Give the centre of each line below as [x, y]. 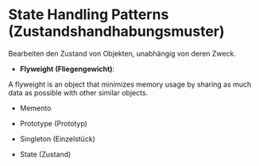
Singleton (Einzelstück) [57, 139]
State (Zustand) [45, 154]
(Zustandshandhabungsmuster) [116, 31]
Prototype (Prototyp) [53, 123]
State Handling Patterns [89, 15]
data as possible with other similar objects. [78, 92]
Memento [35, 108]
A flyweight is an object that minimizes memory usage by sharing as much [130, 84]
